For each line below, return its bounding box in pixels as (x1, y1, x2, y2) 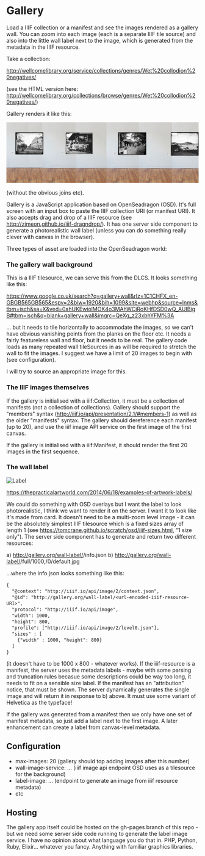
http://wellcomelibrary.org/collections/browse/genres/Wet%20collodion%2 (6, 92, 196, 99)
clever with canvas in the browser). (6, 233, 95, 240)
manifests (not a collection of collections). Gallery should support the (6, 403, 180, 411)
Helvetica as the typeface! (6, 699, 73, 706)
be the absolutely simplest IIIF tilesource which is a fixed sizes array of (6, 520, 184, 527)
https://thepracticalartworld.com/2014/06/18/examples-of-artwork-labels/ (6, 489, 193, 496)
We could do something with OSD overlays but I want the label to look (6, 500, 182, 508)
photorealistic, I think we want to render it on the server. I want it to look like (6, 507, 197, 514)
